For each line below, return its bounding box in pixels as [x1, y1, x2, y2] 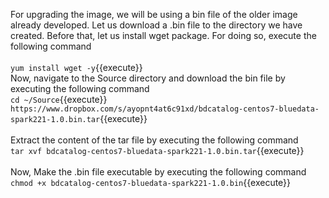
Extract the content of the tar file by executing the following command [10, 134, 299, 146]
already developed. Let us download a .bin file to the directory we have [10, 19, 303, 31]
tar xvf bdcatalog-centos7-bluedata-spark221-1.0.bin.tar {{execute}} [10, 145, 305, 156]
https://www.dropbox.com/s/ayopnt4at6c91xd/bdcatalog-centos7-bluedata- [10, 104, 320, 114]
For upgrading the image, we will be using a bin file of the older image [10, 9, 298, 20]
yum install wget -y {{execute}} [10, 62, 143, 73]
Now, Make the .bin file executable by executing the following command [10, 166, 307, 178]
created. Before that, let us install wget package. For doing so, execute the [10, 30, 317, 41]
